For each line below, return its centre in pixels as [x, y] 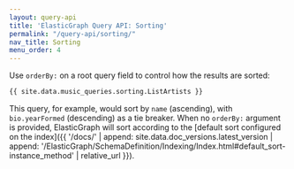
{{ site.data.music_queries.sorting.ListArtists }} [106, 92]
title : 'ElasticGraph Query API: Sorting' [88, 26]
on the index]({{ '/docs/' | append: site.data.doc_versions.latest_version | [141, 137]
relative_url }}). [108, 155]
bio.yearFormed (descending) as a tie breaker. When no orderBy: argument [145, 118]
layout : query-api [43, 17]
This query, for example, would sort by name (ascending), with [121, 108]
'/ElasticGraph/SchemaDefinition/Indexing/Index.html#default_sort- [163, 146]
